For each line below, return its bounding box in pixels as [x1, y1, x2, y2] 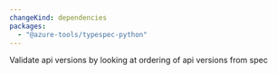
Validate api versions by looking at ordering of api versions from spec [9, 55, 269, 66]
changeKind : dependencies [9, 13, 107, 23]
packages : [9, 22, 47, 31]
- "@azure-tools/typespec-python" [17, 30, 148, 39]
